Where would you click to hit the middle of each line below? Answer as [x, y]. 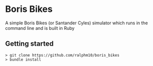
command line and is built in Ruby [40, 28]
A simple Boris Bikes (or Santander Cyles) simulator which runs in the [77, 23]
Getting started [29, 44]
